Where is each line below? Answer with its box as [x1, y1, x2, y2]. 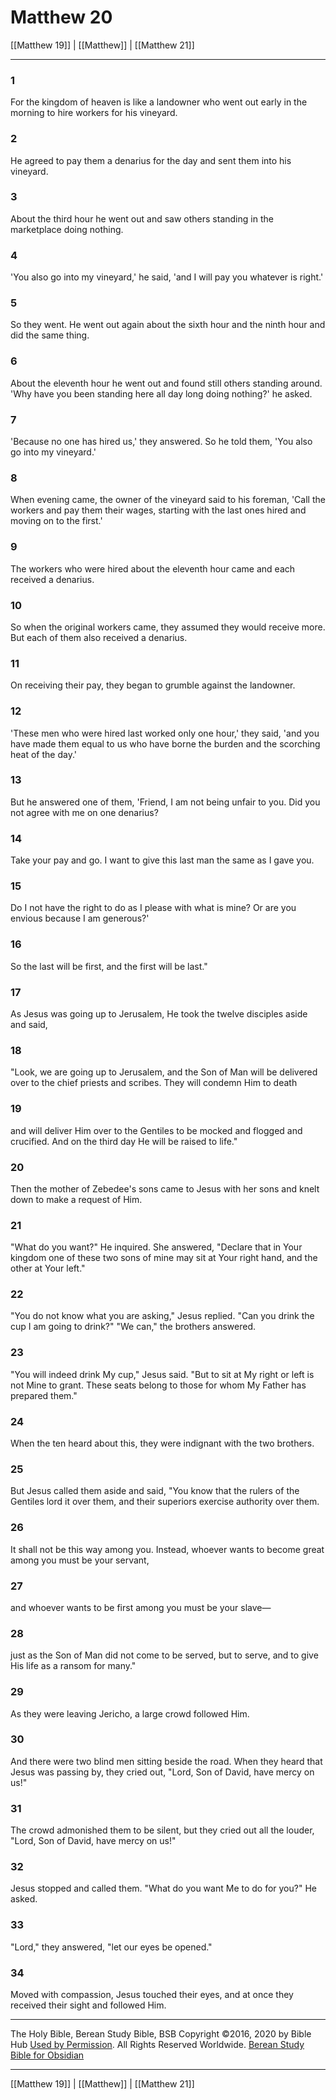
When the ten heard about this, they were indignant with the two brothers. [10, 1437, 315, 1450]
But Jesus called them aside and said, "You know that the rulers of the [10, 1485, 300, 1497]
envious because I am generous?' [10, 912, 150, 925]
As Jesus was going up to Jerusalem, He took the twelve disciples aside [10, 1007, 308, 1020]
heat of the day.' [10, 748, 77, 760]
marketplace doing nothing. [10, 223, 124, 235]
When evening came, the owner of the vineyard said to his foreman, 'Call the [10, 494, 326, 506]
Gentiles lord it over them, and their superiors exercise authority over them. [10, 1496, 320, 1508]
